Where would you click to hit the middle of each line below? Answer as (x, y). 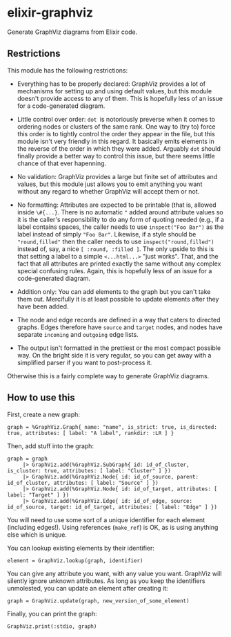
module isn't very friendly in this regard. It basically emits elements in (116, 141)
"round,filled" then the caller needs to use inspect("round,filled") (115, 241)
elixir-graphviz (50, 13)
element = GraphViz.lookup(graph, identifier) (75, 561)
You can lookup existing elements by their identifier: (81, 548)
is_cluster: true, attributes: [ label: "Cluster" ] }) (89, 471)
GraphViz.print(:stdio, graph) (52, 626)
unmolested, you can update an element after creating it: (88, 588)
